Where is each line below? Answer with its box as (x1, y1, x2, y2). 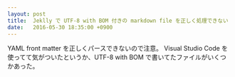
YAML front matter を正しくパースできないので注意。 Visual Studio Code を (7, 44, 229, 53)
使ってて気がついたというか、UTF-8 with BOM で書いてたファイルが (7, 53, 208, 61)
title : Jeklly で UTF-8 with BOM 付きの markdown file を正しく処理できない (7, 17, 229, 24)
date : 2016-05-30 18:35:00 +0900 (7, 24, 113, 31)
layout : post (7, 10, 46, 18)
